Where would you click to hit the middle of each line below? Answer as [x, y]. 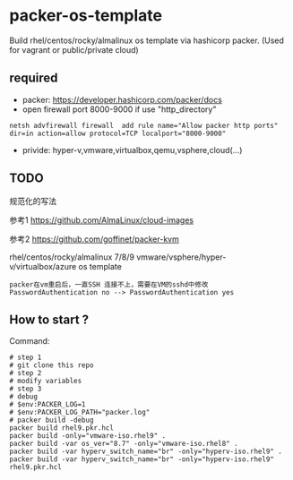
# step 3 [26, 389]
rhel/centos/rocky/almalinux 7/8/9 [72, 257]
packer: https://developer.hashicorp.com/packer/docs [122, 99]
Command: [30, 341]
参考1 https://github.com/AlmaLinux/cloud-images [102, 219]
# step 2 [26, 373]
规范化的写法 [33, 201]
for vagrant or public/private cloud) [74, 49]
